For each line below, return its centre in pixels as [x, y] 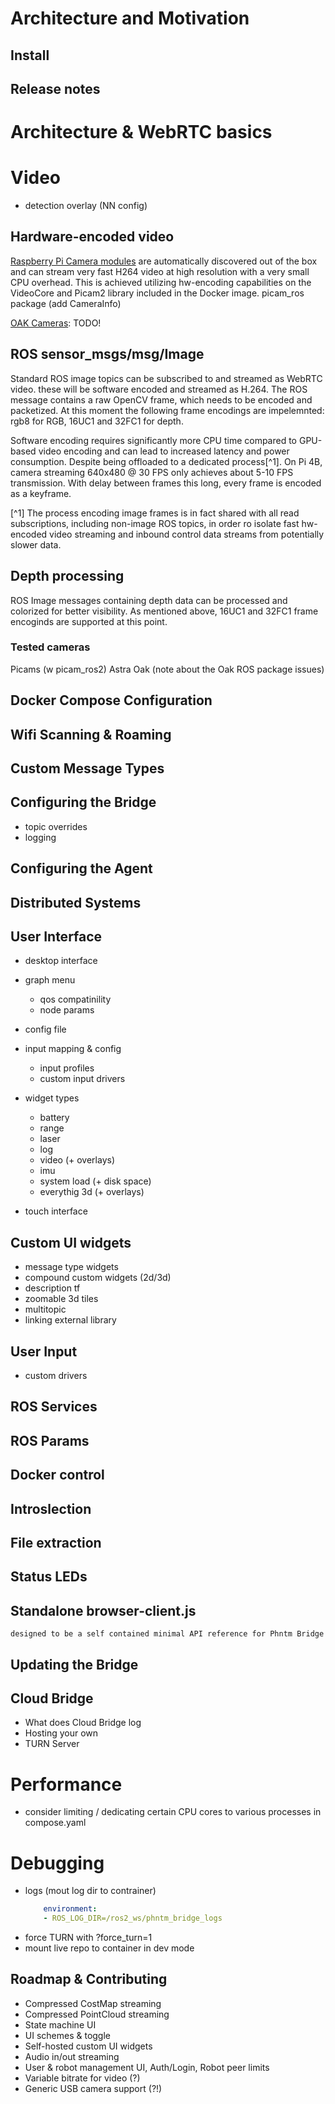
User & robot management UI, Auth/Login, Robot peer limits [147, 2067]
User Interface [56, 936]
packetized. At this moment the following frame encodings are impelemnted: [167, 410]
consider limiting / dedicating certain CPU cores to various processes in [173, 1812]
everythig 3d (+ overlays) [92, 1192]
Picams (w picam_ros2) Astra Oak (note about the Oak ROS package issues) [167, 669]
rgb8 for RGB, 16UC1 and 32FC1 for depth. [97, 421]
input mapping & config [73, 1049]
